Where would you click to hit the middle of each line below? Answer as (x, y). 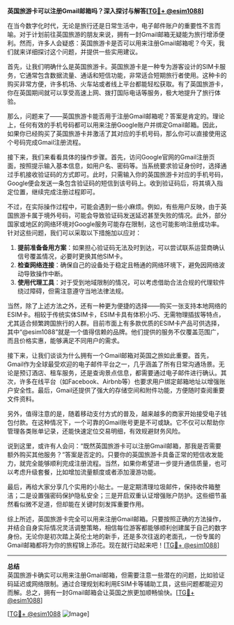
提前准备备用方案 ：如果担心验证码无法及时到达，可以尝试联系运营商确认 (121, 247)
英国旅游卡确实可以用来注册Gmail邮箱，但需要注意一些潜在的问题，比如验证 (116, 575)
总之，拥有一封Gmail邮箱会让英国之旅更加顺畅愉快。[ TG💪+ (110, 592)
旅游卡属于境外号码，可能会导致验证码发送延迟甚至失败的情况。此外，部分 (120, 215)
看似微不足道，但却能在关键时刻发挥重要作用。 (80, 504)
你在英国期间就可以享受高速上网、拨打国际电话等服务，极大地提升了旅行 (111, 93)
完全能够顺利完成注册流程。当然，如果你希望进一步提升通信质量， (120, 463)
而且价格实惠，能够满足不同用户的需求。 (65, 341)
